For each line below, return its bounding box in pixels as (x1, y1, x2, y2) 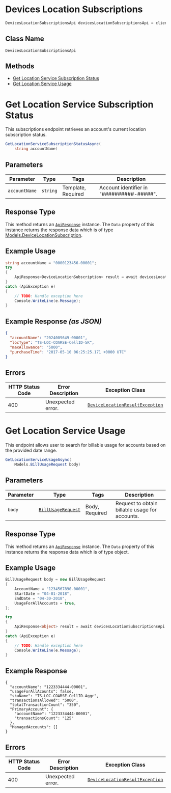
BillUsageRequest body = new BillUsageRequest (5, 577, 106, 582)
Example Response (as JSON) (5, 317, 102, 325)
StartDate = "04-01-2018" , (14, 591, 72, 596)
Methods (5, 62, 35, 71)
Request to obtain (115, 500, 158, 507)
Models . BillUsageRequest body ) (14, 462, 81, 467)
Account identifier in (99, 184, 148, 191)
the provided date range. (5, 447, 58, 454)
